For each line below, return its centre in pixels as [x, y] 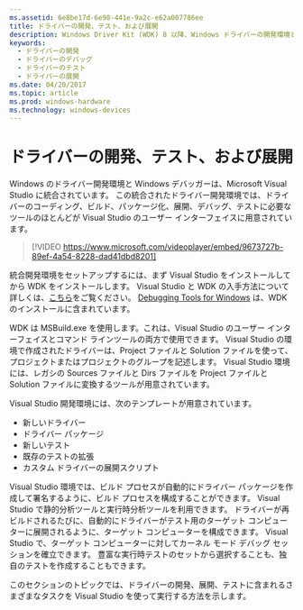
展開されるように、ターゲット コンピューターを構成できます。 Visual [161, 532]
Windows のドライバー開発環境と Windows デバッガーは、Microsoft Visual [148, 184]
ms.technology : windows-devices [70, 110]
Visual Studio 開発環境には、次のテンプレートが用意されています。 [133, 404]
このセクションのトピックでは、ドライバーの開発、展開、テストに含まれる [147, 585]
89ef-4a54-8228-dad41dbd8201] [94, 257]
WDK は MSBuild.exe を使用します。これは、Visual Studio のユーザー [138, 328]
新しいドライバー [54, 423]
